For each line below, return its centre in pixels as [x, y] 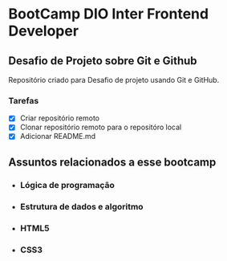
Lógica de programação [67, 185]
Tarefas [24, 100]
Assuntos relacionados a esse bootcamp [112, 162]
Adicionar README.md [58, 137]
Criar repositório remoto [60, 118]
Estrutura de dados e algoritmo [81, 206]
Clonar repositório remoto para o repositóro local [101, 127]
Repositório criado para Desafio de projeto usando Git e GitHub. [114, 80]
